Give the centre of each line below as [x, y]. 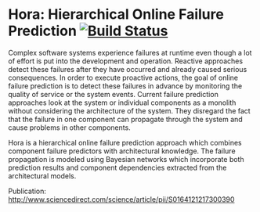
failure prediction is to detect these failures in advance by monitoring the [125, 86]
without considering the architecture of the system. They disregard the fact [129, 110]
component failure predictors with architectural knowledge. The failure [122, 151]
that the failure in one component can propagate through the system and [125, 119]
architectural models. [42, 176]
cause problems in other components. [69, 128]
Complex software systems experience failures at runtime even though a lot [130, 52]
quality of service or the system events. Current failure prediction [114, 94]
